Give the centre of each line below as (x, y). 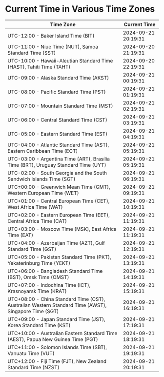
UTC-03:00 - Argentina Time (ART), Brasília (59, 159)
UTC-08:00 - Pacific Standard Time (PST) (57, 92)
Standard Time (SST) (32, 53)
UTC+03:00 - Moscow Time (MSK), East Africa (62, 229)
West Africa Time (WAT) (35, 207)
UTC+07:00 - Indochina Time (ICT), (49, 285)
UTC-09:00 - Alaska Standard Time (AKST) (58, 78)
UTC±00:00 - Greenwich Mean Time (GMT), (59, 187)
